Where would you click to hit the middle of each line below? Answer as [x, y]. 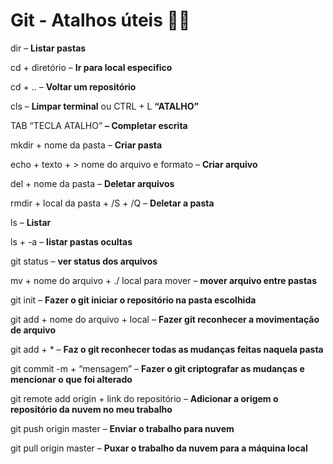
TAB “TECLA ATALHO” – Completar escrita [99, 125]
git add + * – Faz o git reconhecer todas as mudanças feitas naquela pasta [167, 349]
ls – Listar [31, 222]
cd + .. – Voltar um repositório [73, 86]
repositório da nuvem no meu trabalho [91, 409]
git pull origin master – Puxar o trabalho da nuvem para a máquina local [159, 448]
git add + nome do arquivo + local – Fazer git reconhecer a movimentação [165, 319]
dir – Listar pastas [48, 48]
